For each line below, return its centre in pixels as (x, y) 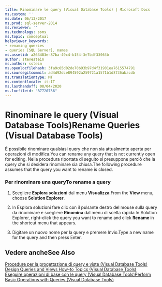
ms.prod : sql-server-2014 (31, 23)
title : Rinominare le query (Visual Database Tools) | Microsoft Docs (78, 9)
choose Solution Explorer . (38, 198)
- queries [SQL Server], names (37, 50)
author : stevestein (25, 59)
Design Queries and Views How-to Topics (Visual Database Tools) (71, 270)
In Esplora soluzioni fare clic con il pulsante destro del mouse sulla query (85, 207)
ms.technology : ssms (26, 32)
